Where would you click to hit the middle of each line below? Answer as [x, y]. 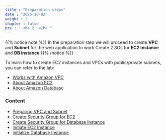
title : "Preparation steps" [35, 10]
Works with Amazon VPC [38, 77]
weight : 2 [16, 19]
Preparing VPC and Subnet [40, 112]
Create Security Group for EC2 [44, 117]
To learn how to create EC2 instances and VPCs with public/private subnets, [83, 63]
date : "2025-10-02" [27, 14]
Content [15, 101]
